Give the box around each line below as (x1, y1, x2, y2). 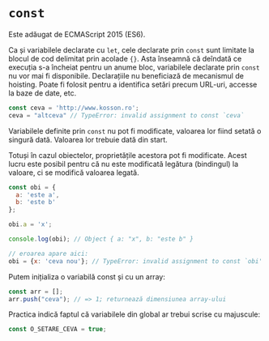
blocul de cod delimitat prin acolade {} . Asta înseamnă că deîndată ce (8, 53, 242, 63)
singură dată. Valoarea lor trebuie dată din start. (8, 134, 168, 144)
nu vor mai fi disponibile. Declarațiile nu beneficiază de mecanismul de (8, 70, 245, 80)
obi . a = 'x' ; (8, 220, 53, 228)
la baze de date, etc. (8, 87, 77, 98)
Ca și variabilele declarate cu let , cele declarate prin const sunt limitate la (8, 45, 255, 54)
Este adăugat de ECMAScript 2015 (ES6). (8, 29, 146, 39)
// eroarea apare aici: (8, 249, 89, 258)
